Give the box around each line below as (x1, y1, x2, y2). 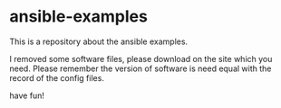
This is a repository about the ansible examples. (9, 36, 189, 47)
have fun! (9, 90, 45, 101)
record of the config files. (9, 72, 104, 83)
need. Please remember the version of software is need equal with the (9, 63, 272, 74)
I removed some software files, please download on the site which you (9, 53, 273, 64)
